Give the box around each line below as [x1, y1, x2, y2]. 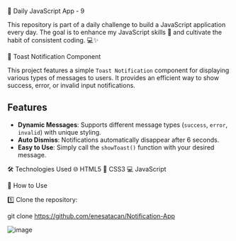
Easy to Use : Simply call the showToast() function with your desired [17, 142, 215, 152]
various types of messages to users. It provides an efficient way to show [7, 74, 220, 82]
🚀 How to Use [7, 181, 47, 189]
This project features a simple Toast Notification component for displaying [7, 66, 230, 74]
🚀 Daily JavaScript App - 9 [7, 7, 85, 15]
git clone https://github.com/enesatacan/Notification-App [7, 211, 176, 220]
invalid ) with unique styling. [17, 128, 101, 136]
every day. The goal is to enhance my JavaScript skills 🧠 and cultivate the [7, 28, 222, 36]
